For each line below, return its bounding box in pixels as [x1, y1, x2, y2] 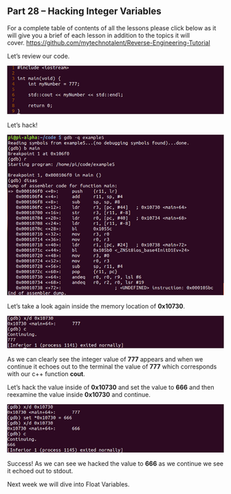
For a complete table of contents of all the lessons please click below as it [7, 23, 217, 32]
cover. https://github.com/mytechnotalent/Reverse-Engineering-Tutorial [7, 38, 211, 47]
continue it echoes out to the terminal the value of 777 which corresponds [7, 362, 217, 371]
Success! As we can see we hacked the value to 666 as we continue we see [7, 460, 223, 468]
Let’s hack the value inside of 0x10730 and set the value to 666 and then [7, 383, 214, 392]
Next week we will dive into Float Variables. [7, 480, 130, 488]
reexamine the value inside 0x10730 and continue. [7, 391, 151, 399]
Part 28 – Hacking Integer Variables [7, 6, 162, 17]
